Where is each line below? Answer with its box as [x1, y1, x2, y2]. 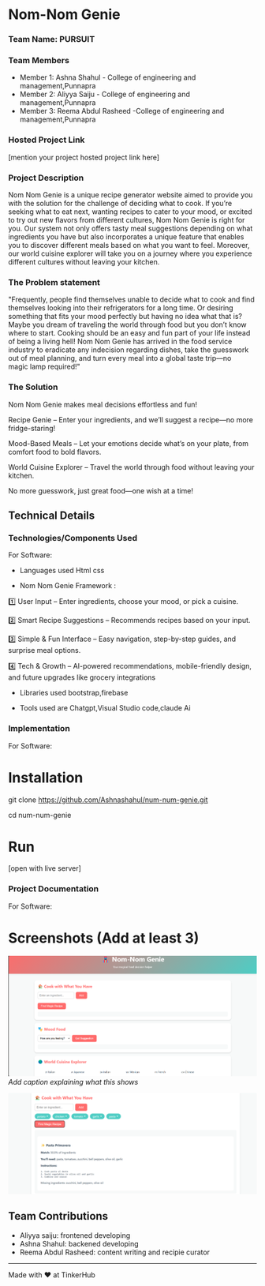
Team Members [8, 55, 69, 66]
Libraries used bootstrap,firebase [19, 688, 129, 698]
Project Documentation [8, 883, 99, 894]
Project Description [8, 172, 84, 183]
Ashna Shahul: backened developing [19, 1239, 140, 1248]
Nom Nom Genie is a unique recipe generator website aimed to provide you [8, 190, 253, 199]
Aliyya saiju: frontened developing [19, 1230, 131, 1240]
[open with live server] [8, 864, 81, 873]
